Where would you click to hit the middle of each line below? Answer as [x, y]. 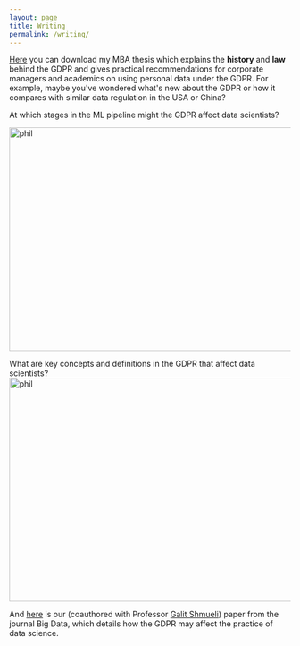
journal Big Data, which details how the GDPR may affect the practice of [142, 624]
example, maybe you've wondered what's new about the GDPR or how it [142, 88]
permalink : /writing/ [50, 34]
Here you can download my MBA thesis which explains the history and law [147, 60]
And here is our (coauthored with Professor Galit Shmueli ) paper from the [144, 615]
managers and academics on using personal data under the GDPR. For [139, 79]
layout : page [33, 17]
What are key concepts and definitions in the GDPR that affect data [133, 364]
